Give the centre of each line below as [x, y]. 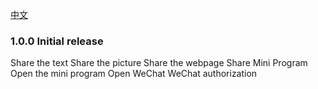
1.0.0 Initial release [57, 41]
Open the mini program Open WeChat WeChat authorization [134, 74]
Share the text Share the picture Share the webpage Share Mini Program [159, 63]
